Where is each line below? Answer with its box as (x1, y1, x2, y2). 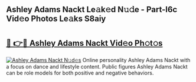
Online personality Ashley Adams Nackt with (82, 57, 191, 63)
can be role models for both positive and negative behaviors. (6, 70, 154, 76)
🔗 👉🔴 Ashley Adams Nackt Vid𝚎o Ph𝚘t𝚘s (6, 38, 163, 48)
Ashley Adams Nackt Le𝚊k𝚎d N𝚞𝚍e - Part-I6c (6, 5, 178, 15)
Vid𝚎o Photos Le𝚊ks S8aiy (6, 14, 106, 24)
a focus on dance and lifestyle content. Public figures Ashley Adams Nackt (6, 63, 188, 70)
